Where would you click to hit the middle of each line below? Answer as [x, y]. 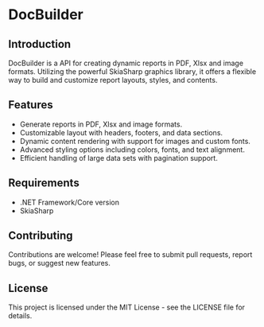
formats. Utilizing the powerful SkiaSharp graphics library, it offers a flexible [132, 72]
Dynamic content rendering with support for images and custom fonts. [135, 141]
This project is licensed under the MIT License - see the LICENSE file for [126, 307]
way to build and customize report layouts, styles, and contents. [113, 80]
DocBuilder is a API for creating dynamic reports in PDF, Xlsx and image [126, 63]
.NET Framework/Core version [69, 202]
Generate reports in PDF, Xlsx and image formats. [101, 124]
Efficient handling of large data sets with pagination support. [119, 158]
